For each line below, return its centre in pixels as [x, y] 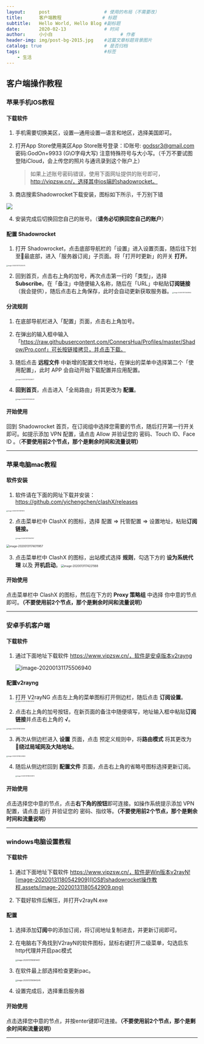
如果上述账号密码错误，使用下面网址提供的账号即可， [97, 174]
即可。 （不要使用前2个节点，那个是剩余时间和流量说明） [76, 602]
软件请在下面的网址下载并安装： [55, 495]
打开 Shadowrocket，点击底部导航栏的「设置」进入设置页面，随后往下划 [106, 249]
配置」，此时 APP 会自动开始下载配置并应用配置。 [82, 370]
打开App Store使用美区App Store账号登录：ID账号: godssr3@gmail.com [105, 146]
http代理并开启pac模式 [43, 950]
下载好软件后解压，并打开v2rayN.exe [61, 900]
